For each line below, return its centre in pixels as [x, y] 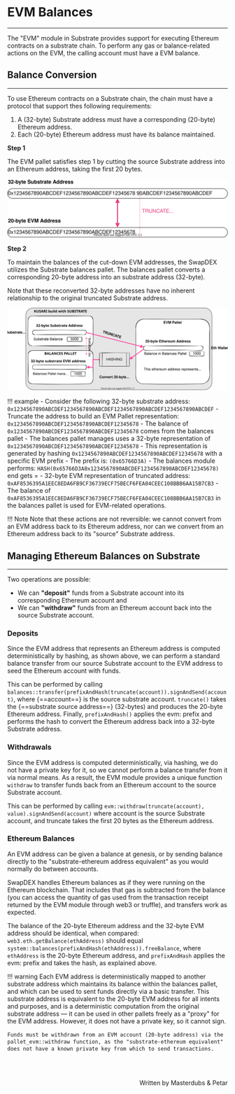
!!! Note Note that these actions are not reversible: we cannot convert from [114, 519]
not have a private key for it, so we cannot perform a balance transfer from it [117, 770]
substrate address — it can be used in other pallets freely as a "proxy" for [113, 1014]
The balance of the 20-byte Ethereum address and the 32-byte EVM [106, 925]
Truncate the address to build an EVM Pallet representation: [93, 416]
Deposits [23, 633]
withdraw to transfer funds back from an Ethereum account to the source [112, 785]
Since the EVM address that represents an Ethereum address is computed [114, 649]
